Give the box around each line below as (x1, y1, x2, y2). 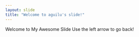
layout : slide (5, 7, 35, 13)
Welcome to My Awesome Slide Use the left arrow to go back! (5, 26, 134, 32)
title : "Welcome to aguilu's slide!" (5, 12, 85, 17)
